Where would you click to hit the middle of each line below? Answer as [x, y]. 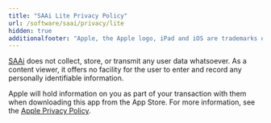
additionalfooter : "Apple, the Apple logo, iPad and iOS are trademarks [133, 38]
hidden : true [30, 31]
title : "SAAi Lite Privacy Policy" [68, 16]
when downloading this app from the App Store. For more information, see [132, 102]
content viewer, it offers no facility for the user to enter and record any [125, 70]
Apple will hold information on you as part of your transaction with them [127, 94]
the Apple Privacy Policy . [50, 111]
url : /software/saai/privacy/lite [67, 23]
